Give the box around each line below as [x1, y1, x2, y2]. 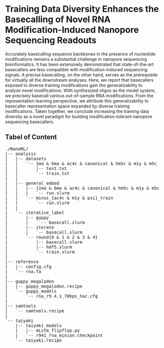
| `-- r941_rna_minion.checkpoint [15, 332, 103, 338]
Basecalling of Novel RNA [5, 14, 111, 25]
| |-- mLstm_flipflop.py [15, 327, 80, 333]
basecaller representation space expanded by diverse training [5, 103, 130, 109]
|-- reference [5, 259, 39, 265]
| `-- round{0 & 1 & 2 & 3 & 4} [5, 234, 98, 240]
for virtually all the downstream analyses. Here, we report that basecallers [5, 77, 154, 83]
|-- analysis [5, 151, 37, 157]
